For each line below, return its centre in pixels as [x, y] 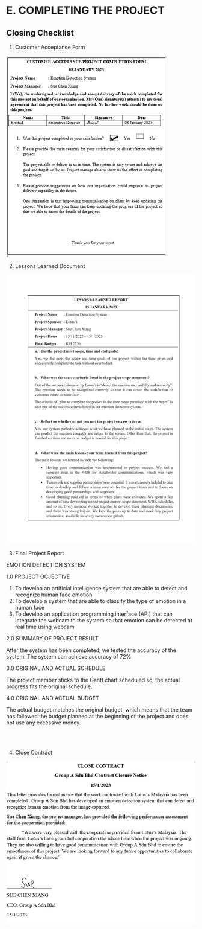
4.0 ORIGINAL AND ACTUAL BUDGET [53, 698]
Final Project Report [39, 553]
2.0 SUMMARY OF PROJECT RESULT [53, 638]
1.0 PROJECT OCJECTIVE [38, 576]
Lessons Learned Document [50, 266]
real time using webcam [44, 627]
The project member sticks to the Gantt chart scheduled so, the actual [93, 680]
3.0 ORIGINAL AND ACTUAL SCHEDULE [56, 668]
